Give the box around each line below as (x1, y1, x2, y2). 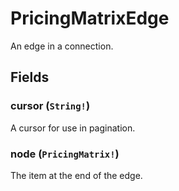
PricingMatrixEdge (10, 7, 170, 30)
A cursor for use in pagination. (10, 122, 136, 134)
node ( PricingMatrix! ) (10, 147, 120, 161)
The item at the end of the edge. (10, 169, 143, 181)
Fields (10, 69, 50, 86)
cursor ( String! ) (10, 99, 91, 113)
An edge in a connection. (10, 40, 114, 52)
